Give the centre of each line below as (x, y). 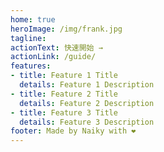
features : (31, 66)
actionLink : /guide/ (53, 57)
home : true (33, 19)
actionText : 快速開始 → (56, 47)
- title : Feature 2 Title (64, 94)
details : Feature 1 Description (87, 85)
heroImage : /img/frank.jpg (66, 29)
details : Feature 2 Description (87, 103)
